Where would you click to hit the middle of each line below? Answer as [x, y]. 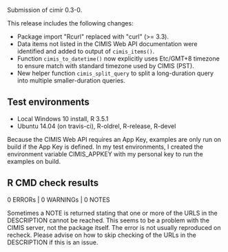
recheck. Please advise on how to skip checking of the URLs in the [102, 235]
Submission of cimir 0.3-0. [45, 10]
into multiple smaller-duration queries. [71, 81]
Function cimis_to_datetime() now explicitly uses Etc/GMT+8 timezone [118, 59]
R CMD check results [53, 183]
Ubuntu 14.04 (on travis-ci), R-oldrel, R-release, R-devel [96, 126]
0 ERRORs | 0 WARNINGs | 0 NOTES [59, 200]
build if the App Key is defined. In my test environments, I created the [105, 147]
